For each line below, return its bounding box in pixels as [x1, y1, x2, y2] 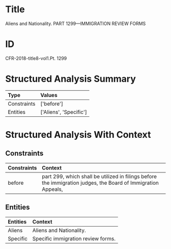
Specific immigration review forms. [32, 235, 116, 242]
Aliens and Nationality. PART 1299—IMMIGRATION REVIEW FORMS [5, 20, 146, 27]
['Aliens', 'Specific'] [40, 108, 88, 115]
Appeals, [42, 185, 63, 192]
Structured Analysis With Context [5, 129, 151, 140]
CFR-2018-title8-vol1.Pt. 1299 [5, 55, 67, 61]
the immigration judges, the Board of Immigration [42, 179, 159, 186]
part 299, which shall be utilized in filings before [42, 172, 157, 180]
